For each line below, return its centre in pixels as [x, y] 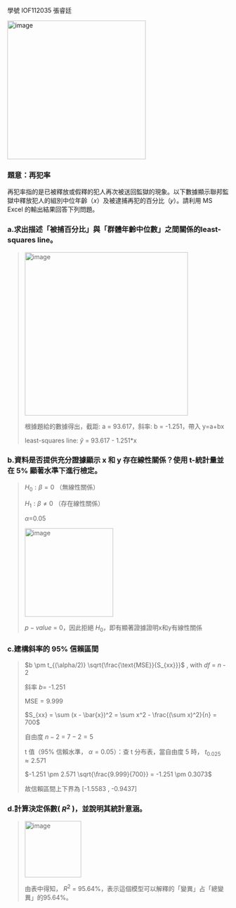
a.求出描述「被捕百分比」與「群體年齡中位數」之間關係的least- [114, 230]
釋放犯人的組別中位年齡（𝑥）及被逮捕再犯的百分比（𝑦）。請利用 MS [116, 201]
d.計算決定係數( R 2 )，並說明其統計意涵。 [77, 808]
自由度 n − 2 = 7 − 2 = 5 [59, 736]
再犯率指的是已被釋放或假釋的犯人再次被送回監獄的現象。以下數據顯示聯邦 [115, 192]
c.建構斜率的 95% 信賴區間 [53, 649]
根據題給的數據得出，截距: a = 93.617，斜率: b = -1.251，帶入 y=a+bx [124, 426]
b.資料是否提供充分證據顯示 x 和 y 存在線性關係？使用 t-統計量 [112, 460]
